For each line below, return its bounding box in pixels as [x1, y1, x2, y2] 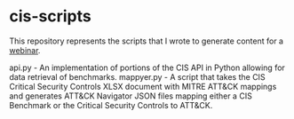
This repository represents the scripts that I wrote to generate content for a [9, 36, 284, 46]
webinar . [9, 44, 41, 55]
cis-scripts [9, 6, 91, 27]
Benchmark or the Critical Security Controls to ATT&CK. [9, 99, 213, 110]
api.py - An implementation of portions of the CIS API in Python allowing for [9, 62, 286, 73]
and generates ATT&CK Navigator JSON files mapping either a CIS [9, 91, 253, 101]
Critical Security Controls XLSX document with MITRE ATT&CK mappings [9, 81, 277, 91]
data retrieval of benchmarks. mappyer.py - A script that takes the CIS [9, 71, 266, 82]
